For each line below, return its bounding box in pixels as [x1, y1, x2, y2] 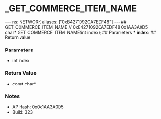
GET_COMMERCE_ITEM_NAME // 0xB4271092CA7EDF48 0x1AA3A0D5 [5, 24, 148, 30]
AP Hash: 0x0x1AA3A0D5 [12, 104, 64, 110]
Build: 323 [12, 109, 33, 115]
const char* [12, 81, 36, 86]
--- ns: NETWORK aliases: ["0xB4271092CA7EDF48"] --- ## [5, 19, 127, 25]
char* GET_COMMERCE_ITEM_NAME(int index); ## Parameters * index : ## [5, 29, 156, 35]
